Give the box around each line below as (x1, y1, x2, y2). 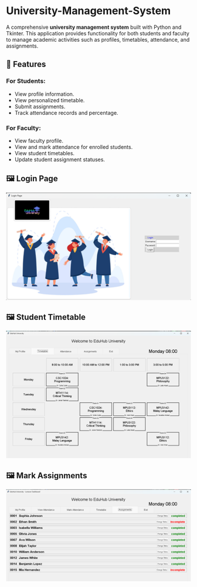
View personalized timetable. (14, 96, 85, 104)
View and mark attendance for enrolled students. (14, 143, 133, 151)
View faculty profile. (14, 137, 63, 144)
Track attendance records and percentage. (14, 109, 118, 116)
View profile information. (14, 90, 74, 98)
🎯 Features (6, 59, 46, 69)
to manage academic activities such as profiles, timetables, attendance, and (6, 36, 190, 43)
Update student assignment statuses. (14, 156, 106, 163)
